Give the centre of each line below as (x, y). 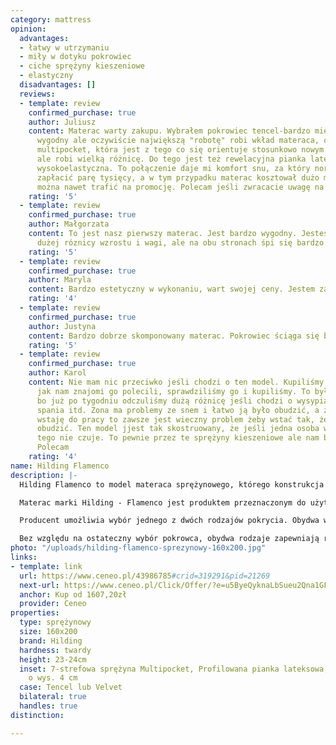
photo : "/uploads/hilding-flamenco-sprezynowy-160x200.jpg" (138, 548)
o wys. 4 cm (53, 678)
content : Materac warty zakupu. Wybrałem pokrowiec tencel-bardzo (169, 131)
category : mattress (51, 19)
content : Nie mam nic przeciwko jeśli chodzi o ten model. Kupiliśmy (176, 382)
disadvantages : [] (58, 85)
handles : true (48, 706)
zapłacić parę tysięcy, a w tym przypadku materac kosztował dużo (178, 177)
